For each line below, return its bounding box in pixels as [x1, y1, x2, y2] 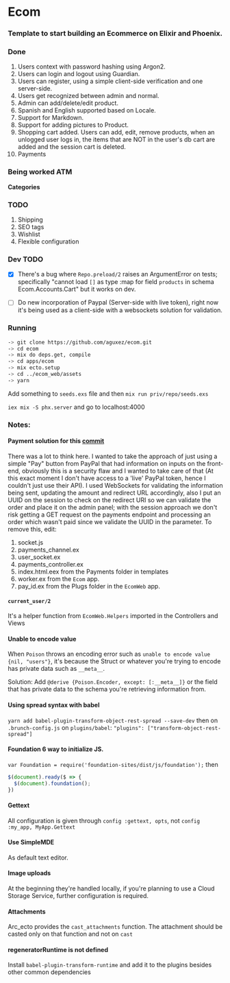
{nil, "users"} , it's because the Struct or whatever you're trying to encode [8, 657, 221, 665]
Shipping [17, 215, 43, 224]
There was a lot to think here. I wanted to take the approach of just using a [8, 452, 218, 460]
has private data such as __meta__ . [8, 665, 105, 673]
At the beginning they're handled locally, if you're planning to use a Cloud [8, 884, 215, 892]
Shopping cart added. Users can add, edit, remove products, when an [17, 128, 215, 137]
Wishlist [17, 230, 40, 238]
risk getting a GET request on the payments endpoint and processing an [8, 510, 211, 519]
